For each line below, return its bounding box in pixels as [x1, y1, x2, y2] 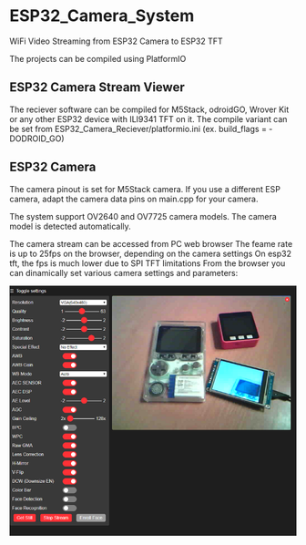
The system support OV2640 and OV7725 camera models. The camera [9, 211, 278, 221]
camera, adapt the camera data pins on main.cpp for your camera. [9, 193, 259, 204]
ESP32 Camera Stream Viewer [9, 79, 185, 96]
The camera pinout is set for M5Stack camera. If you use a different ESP [9, 183, 280, 194]
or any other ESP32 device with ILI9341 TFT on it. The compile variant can [9, 113, 288, 124]
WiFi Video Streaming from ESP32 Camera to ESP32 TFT [9, 36, 223, 46]
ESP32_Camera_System [9, 5, 195, 26]
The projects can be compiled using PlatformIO [9, 53, 187, 64]
